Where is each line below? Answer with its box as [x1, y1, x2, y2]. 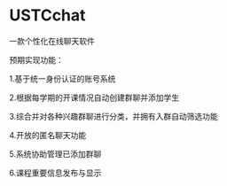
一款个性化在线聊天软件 [9, 35, 95, 46]
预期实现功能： [9, 54, 64, 65]
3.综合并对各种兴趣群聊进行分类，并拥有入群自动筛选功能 [9, 111, 219, 121]
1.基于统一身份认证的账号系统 [9, 73, 116, 84]
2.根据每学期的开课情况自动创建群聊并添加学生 [9, 92, 180, 103]
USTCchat [9, 5, 86, 26]
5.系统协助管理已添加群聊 [9, 148, 102, 159]
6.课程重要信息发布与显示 [9, 167, 102, 178]
